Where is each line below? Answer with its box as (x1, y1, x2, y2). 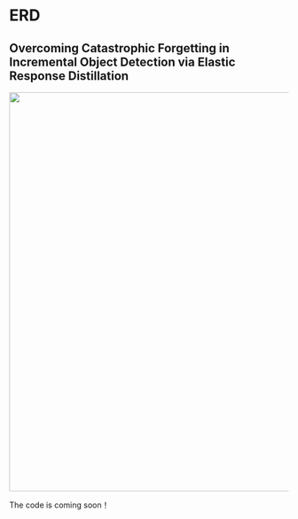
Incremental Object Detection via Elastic (9, 54, 236, 69)
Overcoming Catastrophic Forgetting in (9, 41, 231, 56)
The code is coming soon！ (9, 500, 110, 510)
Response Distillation (9, 68, 129, 83)
